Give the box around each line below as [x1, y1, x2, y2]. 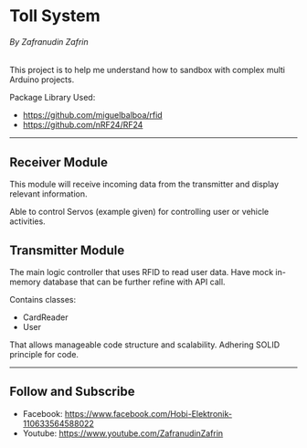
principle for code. [9, 349, 79, 360]
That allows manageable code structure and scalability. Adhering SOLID [9, 339, 281, 350]
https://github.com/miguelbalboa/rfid [22, 110, 163, 121]
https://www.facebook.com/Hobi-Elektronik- [64, 408, 233, 419]
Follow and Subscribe [9, 384, 135, 400]
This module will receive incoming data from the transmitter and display [9, 179, 280, 190]
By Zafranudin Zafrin [9, 36, 89, 47]
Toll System [9, 5, 101, 27]
